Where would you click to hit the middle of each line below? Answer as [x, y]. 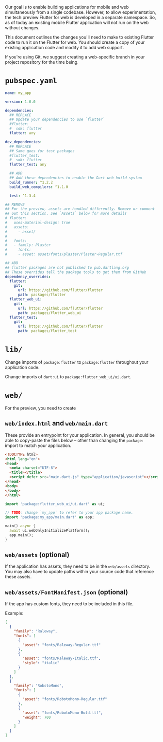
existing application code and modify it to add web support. [65, 47]
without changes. [22, 28]
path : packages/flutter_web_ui [49, 313]
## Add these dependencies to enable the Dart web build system [76, 178]
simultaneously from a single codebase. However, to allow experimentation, [81, 12]
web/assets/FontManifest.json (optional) [67, 592]
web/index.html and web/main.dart [57, 423]
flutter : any [23, 133]
